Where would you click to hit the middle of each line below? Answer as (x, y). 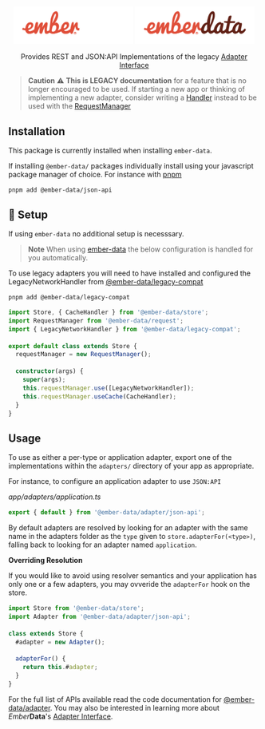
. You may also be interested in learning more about (134, 707)
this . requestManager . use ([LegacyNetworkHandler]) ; (109, 388)
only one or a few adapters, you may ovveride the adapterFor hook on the (129, 584)
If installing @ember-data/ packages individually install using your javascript (131, 166)
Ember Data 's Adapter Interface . (61, 716)
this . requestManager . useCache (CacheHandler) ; (100, 396)
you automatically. (58, 258)
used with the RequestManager (79, 106)
